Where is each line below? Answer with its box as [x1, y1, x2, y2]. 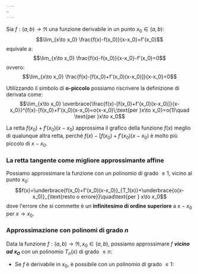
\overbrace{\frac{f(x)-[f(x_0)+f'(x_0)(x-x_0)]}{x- [62, 100, 180, 108]
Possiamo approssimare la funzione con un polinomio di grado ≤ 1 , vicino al [6, 170, 193, 177]
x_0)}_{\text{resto [32, 193, 75, 200]
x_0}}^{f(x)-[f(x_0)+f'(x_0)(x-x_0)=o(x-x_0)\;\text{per [9, 106, 138, 114]
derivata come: [6, 91, 43, 98]
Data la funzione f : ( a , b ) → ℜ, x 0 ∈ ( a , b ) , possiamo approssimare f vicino [6, 240, 190, 248]
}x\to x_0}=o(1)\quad [139, 106, 190, 114]
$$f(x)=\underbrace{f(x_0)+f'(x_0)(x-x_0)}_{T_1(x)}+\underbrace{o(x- [15, 187, 184, 194]
